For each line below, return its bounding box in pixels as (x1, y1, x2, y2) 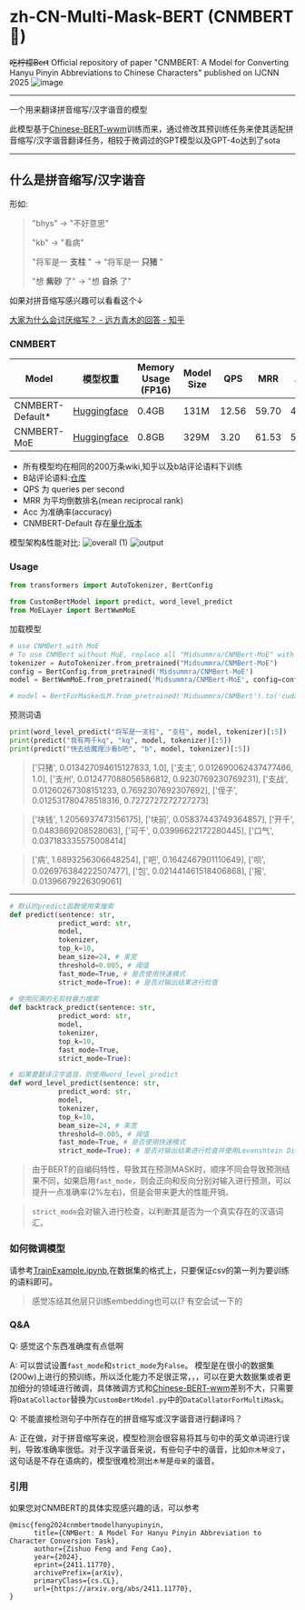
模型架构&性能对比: (9, 537, 82, 548)
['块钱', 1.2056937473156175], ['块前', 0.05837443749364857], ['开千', (31, 814, 295, 825)
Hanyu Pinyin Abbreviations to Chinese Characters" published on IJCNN (9, 66, 280, 78)
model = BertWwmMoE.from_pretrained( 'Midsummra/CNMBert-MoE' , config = (9, 675, 282, 685)
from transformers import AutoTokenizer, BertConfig (9, 581, 213, 590)
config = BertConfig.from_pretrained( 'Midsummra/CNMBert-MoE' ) (9, 666, 254, 676)
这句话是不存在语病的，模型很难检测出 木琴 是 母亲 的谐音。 (9, 1455, 220, 1465)
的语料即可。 (9, 1275, 57, 1287)
